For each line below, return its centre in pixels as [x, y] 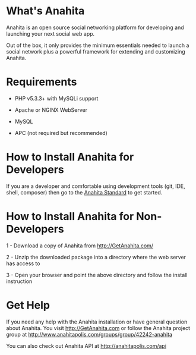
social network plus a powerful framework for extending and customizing [96, 51]
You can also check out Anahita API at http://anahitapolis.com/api [86, 345]
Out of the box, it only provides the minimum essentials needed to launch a [98, 45]
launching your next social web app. [50, 33]
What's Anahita [45, 11]
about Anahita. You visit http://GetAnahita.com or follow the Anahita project [98, 328]
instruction [19, 281]
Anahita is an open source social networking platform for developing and [95, 27]
